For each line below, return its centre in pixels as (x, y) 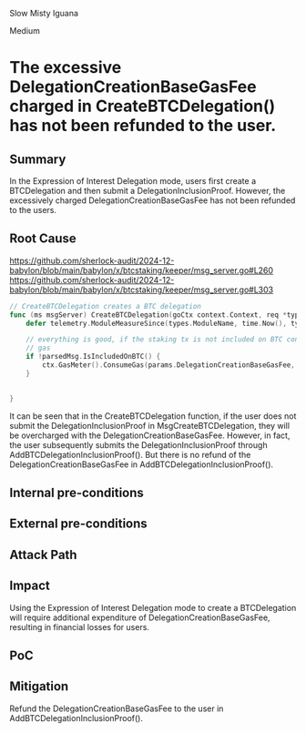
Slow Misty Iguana (44, 13)
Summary (38, 159)
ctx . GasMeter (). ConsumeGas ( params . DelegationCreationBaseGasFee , (169, 365)
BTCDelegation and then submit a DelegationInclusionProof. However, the (148, 191)
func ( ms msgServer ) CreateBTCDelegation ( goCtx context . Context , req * (148, 315)
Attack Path (43, 555)
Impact (30, 586)
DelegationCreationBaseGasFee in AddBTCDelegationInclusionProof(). (142, 464)
